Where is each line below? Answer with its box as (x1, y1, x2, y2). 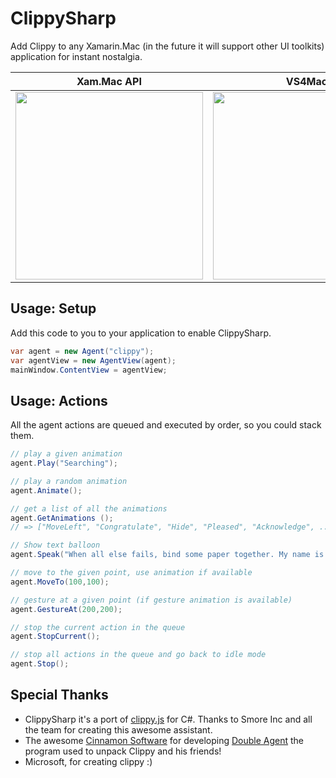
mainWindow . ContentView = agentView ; (10, 365, 168, 375)
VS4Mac (285, 74, 328, 88)
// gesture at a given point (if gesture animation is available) (10, 595, 293, 605)
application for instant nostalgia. (10, 50, 143, 62)
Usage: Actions (10, 392, 108, 409)
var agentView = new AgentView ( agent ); (10, 355, 177, 366)
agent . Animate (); (10, 485, 83, 496)
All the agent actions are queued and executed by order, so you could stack (10, 419, 322, 431)
